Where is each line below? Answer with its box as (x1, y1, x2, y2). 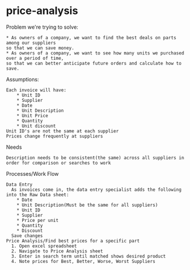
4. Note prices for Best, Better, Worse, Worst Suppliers (11, 258, 156, 264)
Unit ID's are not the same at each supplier (6, 128, 119, 134)
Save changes (11, 233, 43, 238)
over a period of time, (6, 55, 64, 61)
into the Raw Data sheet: (6, 192, 69, 197)
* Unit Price (16, 112, 49, 118)
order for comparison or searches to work (6, 160, 111, 166)
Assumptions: (6, 76, 39, 83)
